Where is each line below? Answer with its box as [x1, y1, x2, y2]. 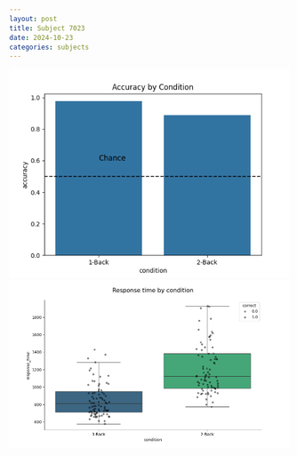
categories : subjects [9, 43, 90, 52]
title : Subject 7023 [9, 23, 86, 33]
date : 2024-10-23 [9, 33, 74, 42]
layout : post [9, 14, 58, 23]
